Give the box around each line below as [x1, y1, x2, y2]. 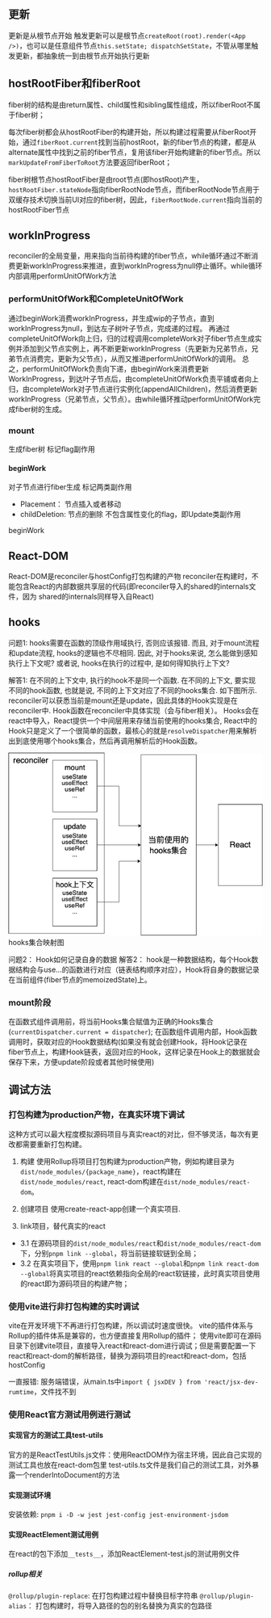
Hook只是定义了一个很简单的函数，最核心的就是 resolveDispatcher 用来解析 [8, 725, 257, 735]
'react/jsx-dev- [204, 1378, 259, 1386]
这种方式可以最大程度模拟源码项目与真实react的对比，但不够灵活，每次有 [8, 1129, 252, 1139]
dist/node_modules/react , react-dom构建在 [19, 1176, 164, 1186]
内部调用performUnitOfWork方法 [8, 271, 117, 281]
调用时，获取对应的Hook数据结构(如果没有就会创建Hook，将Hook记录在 [8, 1036, 248, 1046]
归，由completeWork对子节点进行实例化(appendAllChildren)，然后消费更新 [8, 384, 258, 393]
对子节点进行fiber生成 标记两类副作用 [8, 482, 132, 492]
